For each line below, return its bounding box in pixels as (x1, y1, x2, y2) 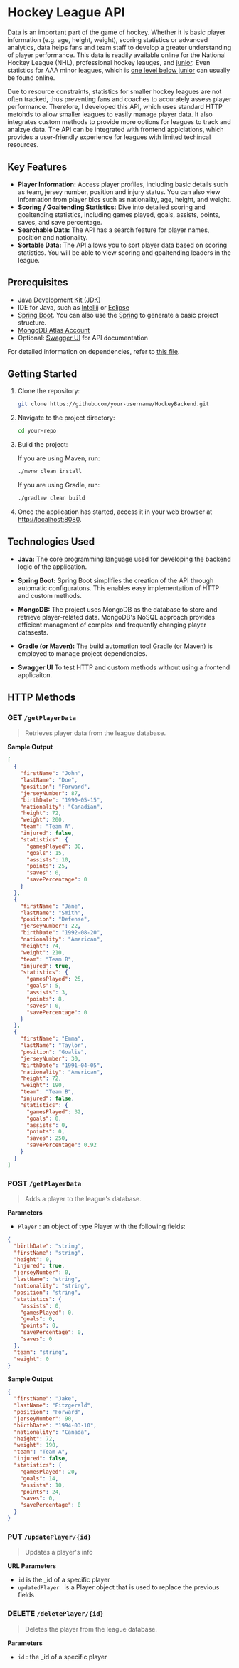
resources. (7, 140, 39, 148)
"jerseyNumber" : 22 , (20, 922, 81, 930)
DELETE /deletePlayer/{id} (7, 1609, 105, 1619)
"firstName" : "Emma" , (20, 1036, 84, 1043)
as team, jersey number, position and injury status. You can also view (17, 187, 221, 196)
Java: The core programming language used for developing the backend (17, 555, 231, 563)
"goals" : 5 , (26, 982, 62, 989)
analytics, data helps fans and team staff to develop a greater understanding (7, 43, 232, 51)
